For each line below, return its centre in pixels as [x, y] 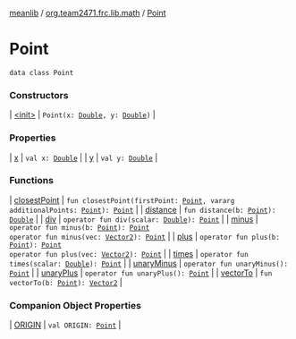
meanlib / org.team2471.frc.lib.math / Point [88, 13]
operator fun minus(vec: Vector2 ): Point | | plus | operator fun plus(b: [144, 236]
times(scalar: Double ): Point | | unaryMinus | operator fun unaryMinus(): [149, 263]
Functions [31, 181]
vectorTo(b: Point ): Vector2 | [66, 282]
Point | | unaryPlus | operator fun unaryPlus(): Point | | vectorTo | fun [141, 273]
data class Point [42, 72]
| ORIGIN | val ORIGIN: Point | [65, 325]
